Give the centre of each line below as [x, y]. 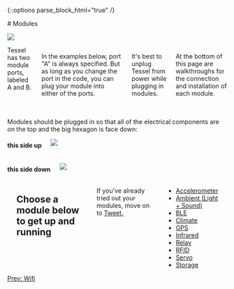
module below [48, 210]
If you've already [121, 191]
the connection [197, 79]
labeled [18, 80]
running [34, 232]
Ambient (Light [197, 198]
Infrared [187, 235]
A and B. [20, 87]
